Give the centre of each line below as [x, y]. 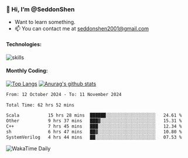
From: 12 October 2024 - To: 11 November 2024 [64, 94]
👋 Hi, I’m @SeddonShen [40, 9]
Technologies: [24, 44]
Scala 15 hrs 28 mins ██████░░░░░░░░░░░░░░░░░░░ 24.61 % [94, 116]
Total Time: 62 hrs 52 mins [40, 105]
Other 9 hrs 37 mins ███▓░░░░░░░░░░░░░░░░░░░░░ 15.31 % [94, 121]
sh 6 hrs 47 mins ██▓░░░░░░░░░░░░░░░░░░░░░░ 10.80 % [94, 132]
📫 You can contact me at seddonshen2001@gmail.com [82, 29]
